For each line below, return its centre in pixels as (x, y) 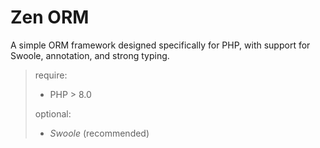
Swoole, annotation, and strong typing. (90, 55)
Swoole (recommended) (99, 133)
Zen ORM (50, 17)
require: (51, 75)
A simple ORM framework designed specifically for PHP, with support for (160, 45)
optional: (53, 113)
